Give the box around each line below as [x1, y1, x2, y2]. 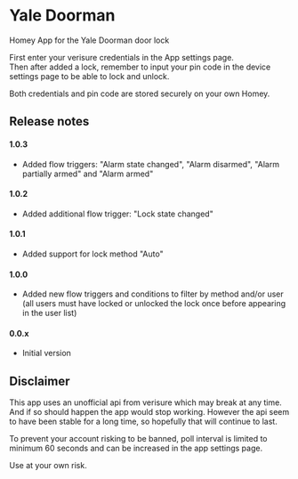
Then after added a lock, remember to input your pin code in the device [9, 61, 271, 72]
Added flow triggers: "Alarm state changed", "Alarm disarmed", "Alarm [21, 158, 280, 169]
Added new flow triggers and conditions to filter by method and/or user [21, 288, 285, 299]
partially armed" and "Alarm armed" [21, 168, 154, 179]
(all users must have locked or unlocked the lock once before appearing [21, 298, 286, 309]
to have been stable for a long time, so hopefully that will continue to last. [9, 416, 278, 427]
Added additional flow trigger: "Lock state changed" [21, 208, 213, 219]
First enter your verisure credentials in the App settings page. [9, 52, 234, 62]
